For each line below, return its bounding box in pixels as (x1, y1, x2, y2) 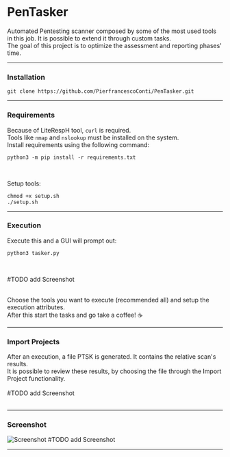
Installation (7, 72, 46, 82)
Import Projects (7, 337, 60, 346)
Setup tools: (7, 179, 41, 188)
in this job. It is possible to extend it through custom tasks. (7, 34, 171, 42)
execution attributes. (7, 303, 65, 311)
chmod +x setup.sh (7, 192, 60, 199)
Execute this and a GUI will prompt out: (7, 236, 117, 245)
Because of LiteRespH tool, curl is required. (7, 126, 131, 134)
